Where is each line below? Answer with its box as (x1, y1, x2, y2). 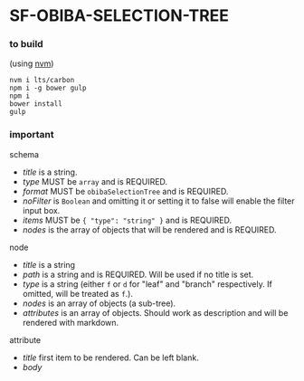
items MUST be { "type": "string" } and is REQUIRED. (22, 214, 233, 225)
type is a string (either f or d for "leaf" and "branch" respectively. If (22, 278, 273, 290)
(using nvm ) (9, 58, 54, 69)
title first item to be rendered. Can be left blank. (22, 352, 199, 363)
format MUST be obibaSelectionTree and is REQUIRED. (22, 186, 229, 196)
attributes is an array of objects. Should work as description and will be (22, 307, 289, 318)
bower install (9, 100, 63, 109)
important (9, 129, 54, 141)
